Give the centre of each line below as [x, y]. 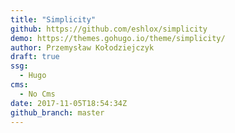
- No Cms [37, 94]
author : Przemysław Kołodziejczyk [82, 47]
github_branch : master [57, 112]
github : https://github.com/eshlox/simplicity [109, 29]
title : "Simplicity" [53, 19]
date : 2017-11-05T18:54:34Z [69, 103]
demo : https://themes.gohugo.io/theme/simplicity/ [118, 38]
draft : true [35, 57]
